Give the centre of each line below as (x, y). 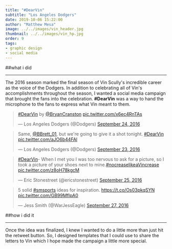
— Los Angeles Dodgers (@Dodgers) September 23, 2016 (79, 149)
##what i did (18, 68)
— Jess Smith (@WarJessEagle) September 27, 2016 (73, 205)
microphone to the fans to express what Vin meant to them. (68, 104)
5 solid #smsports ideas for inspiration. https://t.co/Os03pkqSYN (86, 190)
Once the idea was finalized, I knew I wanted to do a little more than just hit (84, 230)
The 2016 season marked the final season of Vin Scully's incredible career (84, 82)
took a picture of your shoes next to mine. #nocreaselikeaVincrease (89, 164)
